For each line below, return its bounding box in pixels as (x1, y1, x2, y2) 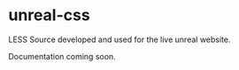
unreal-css (8, 5, 90, 25)
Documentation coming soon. (8, 51, 116, 61)
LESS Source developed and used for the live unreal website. (8, 34, 231, 45)
